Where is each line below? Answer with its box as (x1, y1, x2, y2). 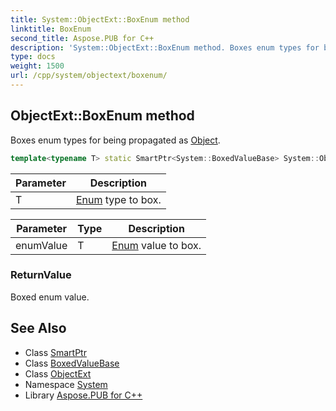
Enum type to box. (75, 192, 162, 206)
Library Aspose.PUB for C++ (24, 389, 143, 401)
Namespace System (24, 378, 108, 390)
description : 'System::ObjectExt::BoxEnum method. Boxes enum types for (10, 42, 320, 53)
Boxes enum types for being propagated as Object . (10, 134, 221, 146)
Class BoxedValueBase (24, 357, 120, 369)
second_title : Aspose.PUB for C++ (10, 33, 155, 43)
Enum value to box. (111, 238, 202, 252)
